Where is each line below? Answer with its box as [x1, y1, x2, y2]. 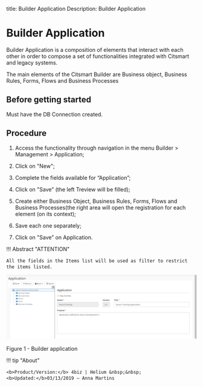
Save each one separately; [14, 222, 82, 229]
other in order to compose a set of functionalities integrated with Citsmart [6, 53, 189, 60]
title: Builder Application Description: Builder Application [6, 5, 146, 12]
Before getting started [6, 95, 92, 105]
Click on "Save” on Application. [14, 234, 93, 241]
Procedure [6, 128, 47, 138]
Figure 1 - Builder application [6, 345, 78, 352]
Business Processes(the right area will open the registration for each [14, 203, 186, 211]
